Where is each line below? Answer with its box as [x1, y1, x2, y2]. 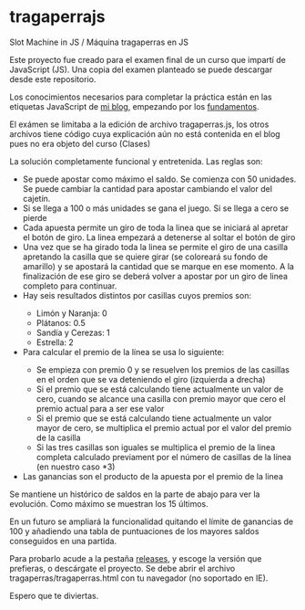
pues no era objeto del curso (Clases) [9, 138, 151, 149]
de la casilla [36, 432, 81, 443]
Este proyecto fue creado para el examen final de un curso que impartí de [9, 54, 287, 65]
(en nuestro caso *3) [36, 461, 116, 472]
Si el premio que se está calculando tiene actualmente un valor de [36, 384, 284, 394]
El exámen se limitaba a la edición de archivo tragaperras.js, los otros [9, 119, 269, 130]
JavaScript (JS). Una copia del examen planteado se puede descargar [9, 64, 273, 75]
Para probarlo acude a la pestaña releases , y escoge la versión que [9, 552, 262, 563]
